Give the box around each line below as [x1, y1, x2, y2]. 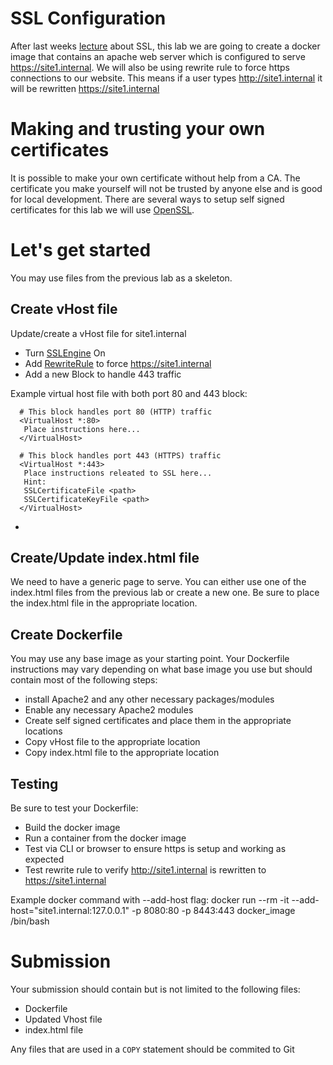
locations [24, 725, 63, 737]
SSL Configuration [10, 7, 167, 30]
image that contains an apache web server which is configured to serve [10, 50, 306, 62]
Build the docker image [24, 822, 121, 834]
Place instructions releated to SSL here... [23, 468, 213, 478]
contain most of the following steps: [10, 674, 158, 686]
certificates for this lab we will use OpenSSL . [10, 203, 195, 216]
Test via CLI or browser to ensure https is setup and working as [24, 843, 287, 855]
